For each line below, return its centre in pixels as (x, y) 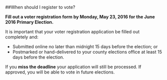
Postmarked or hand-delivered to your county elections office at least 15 (87, 52)
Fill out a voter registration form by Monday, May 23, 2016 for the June (80, 17)
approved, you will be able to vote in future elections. (60, 72)
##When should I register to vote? (40, 7)
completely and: (22, 37)
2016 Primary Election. (29, 22)
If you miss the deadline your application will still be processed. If (73, 67)
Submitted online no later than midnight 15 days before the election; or (85, 46)
